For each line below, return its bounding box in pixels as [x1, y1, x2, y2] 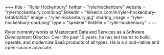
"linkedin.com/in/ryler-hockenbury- [85, 9, 156, 15]
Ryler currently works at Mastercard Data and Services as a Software [5, 29, 145, 35]
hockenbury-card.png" [5, 19, 51, 25]
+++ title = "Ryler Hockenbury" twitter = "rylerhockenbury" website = [5, 4, 146, 10]
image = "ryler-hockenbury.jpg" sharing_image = [31, 15, 130, 20]
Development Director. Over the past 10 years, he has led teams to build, [5, 34, 151, 40]
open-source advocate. [5, 45, 53, 50]
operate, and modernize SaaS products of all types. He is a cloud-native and [5, 39, 160, 45]
